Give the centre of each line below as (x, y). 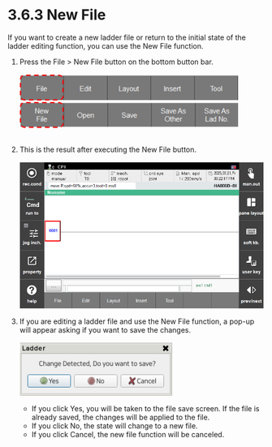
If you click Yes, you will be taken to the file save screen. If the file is (145, 409)
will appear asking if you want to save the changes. (105, 330)
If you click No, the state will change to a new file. (114, 426)
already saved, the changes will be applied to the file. (121, 417)
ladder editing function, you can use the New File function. (106, 45)
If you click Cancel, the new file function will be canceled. (128, 435)
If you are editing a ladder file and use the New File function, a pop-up (137, 321)
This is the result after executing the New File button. (108, 150)
